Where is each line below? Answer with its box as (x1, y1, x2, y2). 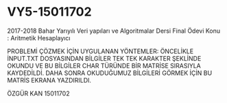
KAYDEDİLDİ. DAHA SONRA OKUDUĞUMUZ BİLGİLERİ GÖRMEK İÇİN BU (7, 69, 213, 77)
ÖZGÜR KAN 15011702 (7, 89, 70, 98)
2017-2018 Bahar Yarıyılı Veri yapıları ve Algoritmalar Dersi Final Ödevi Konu (7, 27, 221, 35)
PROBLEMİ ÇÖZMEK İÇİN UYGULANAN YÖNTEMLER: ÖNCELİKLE (7, 47, 194, 55)
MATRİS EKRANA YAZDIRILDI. (7, 76, 91, 84)
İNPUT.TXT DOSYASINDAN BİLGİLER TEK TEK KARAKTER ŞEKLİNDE (7, 54, 202, 62)
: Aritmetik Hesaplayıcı (7, 33, 71, 42)
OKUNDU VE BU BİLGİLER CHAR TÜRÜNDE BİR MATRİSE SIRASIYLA (7, 61, 201, 70)
